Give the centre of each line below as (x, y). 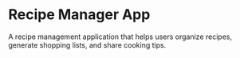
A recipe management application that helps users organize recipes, (120, 37)
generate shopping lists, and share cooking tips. (87, 44)
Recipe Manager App (79, 15)
